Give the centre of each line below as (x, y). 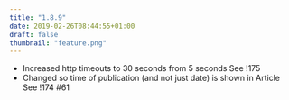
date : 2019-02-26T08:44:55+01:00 (72, 26)
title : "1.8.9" (38, 18)
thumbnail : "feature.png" (58, 43)
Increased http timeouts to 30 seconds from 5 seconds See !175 (141, 68)
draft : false (34, 34)
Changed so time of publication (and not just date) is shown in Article (151, 78)
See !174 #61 (46, 87)
